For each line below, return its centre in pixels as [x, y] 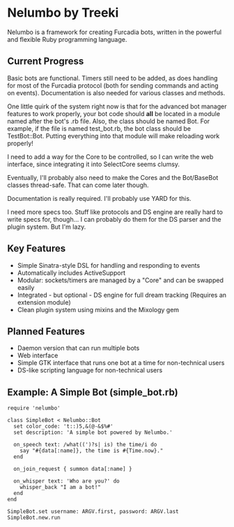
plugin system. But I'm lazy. [47, 227]
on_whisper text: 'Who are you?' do [67, 481]
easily [26, 287]
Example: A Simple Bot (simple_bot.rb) [93, 392]
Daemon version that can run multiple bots [78, 348]
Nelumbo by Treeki [63, 13]
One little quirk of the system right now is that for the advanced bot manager [117, 106]
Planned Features [46, 331]
